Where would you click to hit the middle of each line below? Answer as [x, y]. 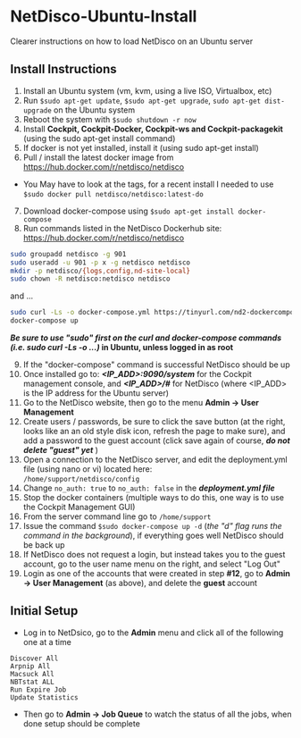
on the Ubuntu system [94, 110]
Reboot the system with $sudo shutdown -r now [110, 119]
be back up [44, 545]
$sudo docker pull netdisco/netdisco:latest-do [113, 194]
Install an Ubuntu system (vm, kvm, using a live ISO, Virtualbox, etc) [147, 90]
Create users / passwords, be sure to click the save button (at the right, [154, 421]
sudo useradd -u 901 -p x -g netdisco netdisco [100, 262]
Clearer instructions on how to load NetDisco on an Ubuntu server [132, 41]
